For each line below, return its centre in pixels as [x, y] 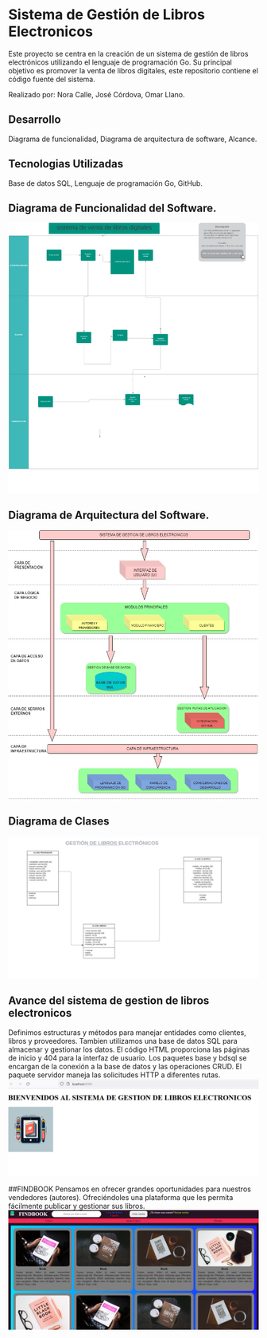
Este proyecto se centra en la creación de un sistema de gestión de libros [128, 53]
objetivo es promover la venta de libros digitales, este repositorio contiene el [133, 70]
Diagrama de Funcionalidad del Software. [112, 208]
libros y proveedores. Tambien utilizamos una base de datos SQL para [123, 1041]
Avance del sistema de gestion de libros [109, 1001]
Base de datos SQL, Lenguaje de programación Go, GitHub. [105, 183]
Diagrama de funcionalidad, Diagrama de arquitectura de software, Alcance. [133, 139]
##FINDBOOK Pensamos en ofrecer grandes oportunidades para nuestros [130, 1189]
